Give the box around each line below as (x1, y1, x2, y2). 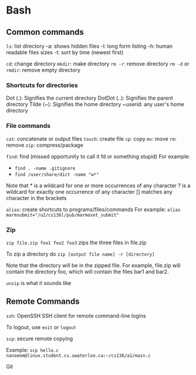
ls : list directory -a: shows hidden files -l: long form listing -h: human (6, 42, 173, 49)
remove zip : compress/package (6, 141, 83, 148)
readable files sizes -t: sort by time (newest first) (6, 49, 124, 56)
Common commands (6, 27, 84, 37)
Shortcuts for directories (6, 81, 78, 89)
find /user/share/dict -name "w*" (14, 171, 99, 177)
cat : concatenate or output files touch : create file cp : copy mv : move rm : (6, 135, 177, 142)
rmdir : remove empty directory (6, 67, 81, 74)
